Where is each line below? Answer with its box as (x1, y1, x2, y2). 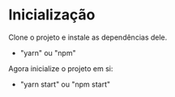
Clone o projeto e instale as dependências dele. (8, 32, 168, 42)
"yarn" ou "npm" (19, 48, 76, 57)
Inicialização (8, 6, 96, 24)
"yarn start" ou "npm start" (19, 79, 111, 89)
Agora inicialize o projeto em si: (8, 63, 113, 74)
